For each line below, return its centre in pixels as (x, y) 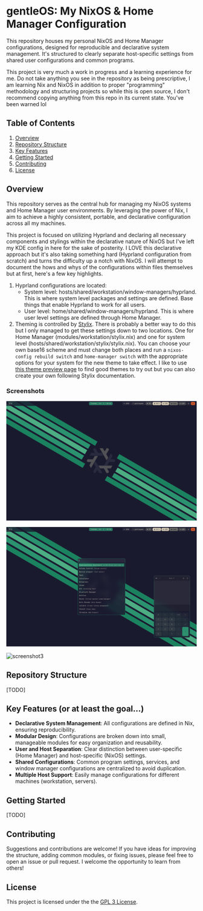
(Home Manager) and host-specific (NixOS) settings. (81, 756)
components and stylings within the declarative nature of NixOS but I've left (100, 241)
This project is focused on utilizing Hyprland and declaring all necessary (96, 235)
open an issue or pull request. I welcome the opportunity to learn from (93, 862)
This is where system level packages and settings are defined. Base (108, 298)
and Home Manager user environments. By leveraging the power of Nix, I (97, 210)
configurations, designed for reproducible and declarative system (88, 47)
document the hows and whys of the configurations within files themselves (100, 267)
